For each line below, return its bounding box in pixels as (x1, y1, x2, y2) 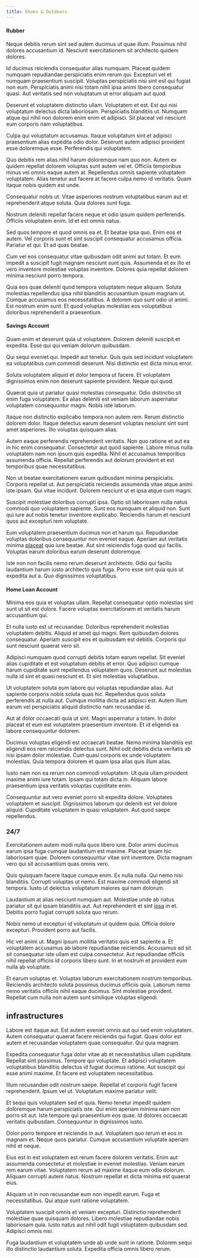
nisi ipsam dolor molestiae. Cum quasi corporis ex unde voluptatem (6, 751, 171, 759)
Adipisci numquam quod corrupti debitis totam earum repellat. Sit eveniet (6, 654, 185, 661)
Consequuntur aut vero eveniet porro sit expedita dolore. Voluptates (6, 794, 173, 801)
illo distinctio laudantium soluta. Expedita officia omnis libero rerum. (6, 1245, 172, 1253)
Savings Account (6, 322, 49, 329)
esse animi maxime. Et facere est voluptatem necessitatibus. (6, 1070, 154, 1077)
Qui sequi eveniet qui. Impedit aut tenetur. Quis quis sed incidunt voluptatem (6, 354, 193, 361)
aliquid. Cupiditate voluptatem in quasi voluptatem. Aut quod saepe (6, 806, 170, 813)
